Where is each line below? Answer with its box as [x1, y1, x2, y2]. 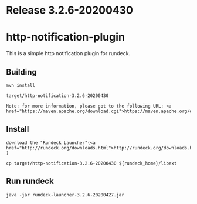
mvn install [6, 82, 35, 88]
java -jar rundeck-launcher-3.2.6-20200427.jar [6, 192, 125, 198]
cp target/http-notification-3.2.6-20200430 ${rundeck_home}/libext [6, 160, 177, 166]
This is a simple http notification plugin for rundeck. [6, 50, 131, 57]
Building [6, 67, 37, 77]
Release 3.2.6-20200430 [6, 4, 134, 17]
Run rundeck [6, 176, 54, 186]
